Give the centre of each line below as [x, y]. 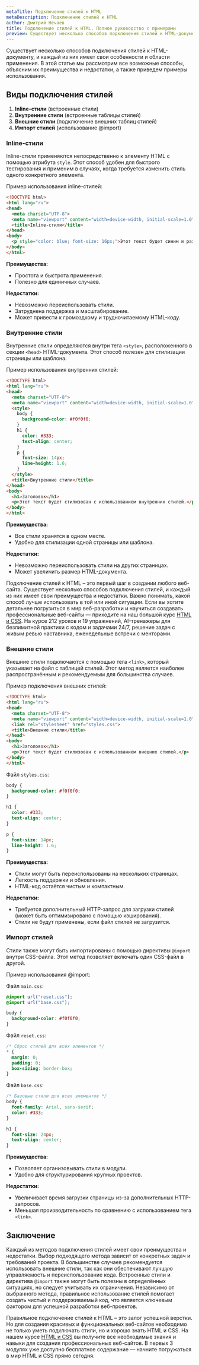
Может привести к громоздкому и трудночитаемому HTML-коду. [97, 317]
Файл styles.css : [28, 774]
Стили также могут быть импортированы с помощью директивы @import [98, 950]
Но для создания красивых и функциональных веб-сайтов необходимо [97, 1324]
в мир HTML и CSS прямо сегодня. [50, 1356]
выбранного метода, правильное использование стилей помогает [90, 1293]
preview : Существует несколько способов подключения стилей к [84, 34]
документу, [21, 57]
